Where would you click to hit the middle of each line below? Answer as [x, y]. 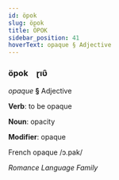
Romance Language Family [53, 168]
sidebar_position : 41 [44, 38]
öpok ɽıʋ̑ [28, 74]
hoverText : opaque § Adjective [60, 45]
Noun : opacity [32, 122]
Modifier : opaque [37, 137]
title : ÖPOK [28, 30]
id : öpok [23, 15]
